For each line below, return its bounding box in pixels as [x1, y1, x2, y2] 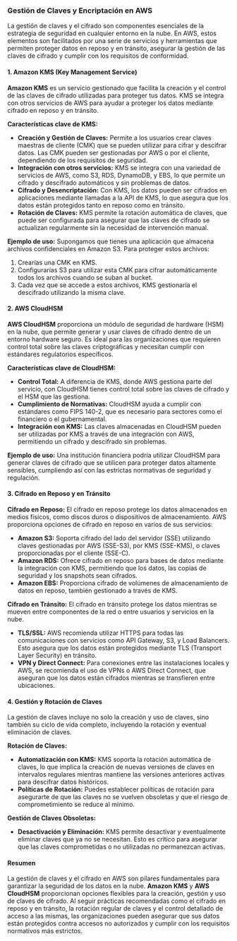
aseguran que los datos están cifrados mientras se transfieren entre [17, 673, 215, 682]
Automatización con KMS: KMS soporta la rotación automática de [17, 755, 212, 764]
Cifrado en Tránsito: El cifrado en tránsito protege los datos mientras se [7, 600, 217, 608]
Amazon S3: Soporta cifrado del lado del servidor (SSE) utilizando [17, 533, 211, 542]
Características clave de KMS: [7, 119, 98, 128]
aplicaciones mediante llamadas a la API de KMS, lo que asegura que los [17, 193, 229, 202]
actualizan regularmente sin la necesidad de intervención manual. [17, 223, 209, 231]
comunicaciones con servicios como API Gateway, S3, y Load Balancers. [17, 636, 230, 644]
